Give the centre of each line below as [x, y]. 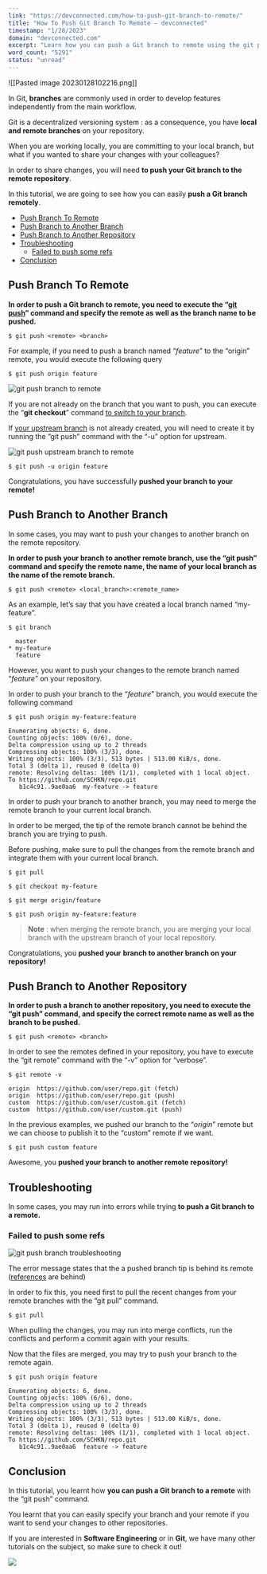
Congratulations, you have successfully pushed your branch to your [120, 481]
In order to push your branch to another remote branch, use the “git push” [133, 558]
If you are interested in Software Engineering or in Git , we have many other [132, 1538]
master [26, 641]
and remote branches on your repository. [76, 130]
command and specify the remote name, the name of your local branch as [132, 566]
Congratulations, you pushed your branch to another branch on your [122, 952]
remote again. [31, 1363]
